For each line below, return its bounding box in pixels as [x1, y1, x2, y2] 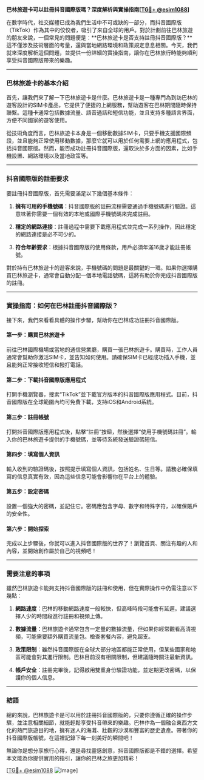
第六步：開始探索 [6, 525, 49, 533]
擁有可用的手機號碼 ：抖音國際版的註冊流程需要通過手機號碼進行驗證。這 [15, 203, 196, 210]
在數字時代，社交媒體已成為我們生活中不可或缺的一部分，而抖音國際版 [6, 19, 182, 26]
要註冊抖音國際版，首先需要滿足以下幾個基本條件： [6, 189, 134, 197]
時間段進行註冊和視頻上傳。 [36, 613, 106, 620]
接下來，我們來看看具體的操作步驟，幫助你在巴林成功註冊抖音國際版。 [6, 316, 182, 323]
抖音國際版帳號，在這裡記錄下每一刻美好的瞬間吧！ [6, 734, 134, 741]
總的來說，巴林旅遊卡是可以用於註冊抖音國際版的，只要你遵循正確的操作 [6, 711, 187, 718]
